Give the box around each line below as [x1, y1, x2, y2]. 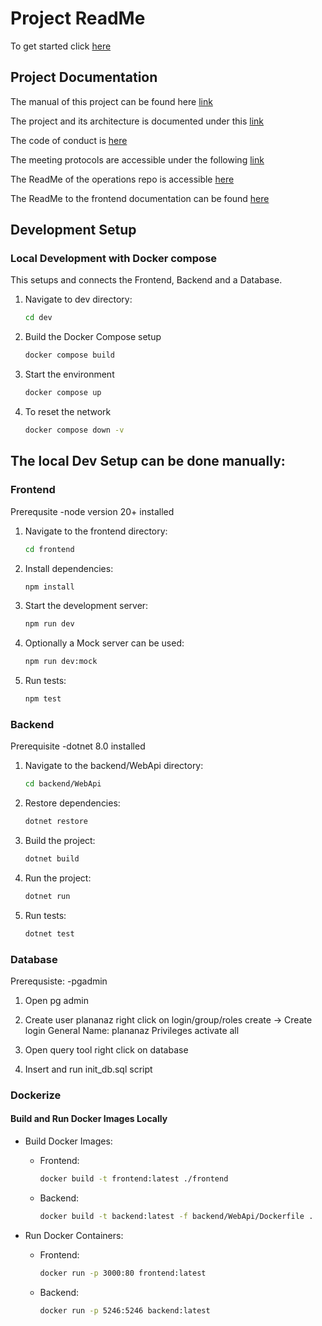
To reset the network [24, 406, 112, 418]
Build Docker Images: [24, 1135, 113, 1147]
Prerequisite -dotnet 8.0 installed [10, 740, 146, 752]
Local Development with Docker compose [10, 252, 218, 266]
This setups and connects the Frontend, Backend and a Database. [10, 274, 283, 286]
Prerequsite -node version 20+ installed [10, 505, 175, 517]
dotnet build [24, 854, 80, 864]
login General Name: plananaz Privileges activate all [24, 1024, 240, 1036]
